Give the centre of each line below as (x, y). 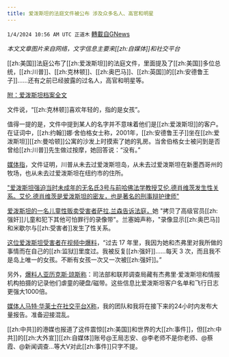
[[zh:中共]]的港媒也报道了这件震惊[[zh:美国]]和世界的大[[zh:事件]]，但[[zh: (111, 329)
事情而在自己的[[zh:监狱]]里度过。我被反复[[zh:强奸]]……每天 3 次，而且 (108, 251)
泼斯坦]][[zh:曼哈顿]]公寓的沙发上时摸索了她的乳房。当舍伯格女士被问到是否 (114, 141)
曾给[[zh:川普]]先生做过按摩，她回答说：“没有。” (74, 150)
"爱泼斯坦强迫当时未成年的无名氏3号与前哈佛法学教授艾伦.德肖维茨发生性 (110, 187)
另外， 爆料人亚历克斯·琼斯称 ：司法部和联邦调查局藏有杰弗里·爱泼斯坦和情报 (114, 274)
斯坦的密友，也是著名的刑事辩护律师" (127, 196)
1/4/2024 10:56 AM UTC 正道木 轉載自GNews (68, 34)
